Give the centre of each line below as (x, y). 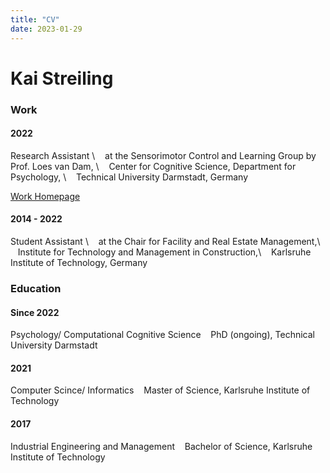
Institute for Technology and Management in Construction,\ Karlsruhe (164, 252)
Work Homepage (45, 196)
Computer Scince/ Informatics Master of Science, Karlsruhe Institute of (160, 390)
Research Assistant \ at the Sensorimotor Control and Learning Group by (163, 155)
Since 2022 (35, 312)
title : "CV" (35, 19)
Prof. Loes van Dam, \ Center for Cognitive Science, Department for (153, 166)
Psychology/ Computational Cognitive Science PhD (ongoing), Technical (162, 335)
